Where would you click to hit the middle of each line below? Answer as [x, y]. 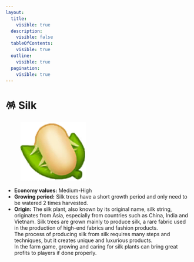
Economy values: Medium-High [53, 190]
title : [19, 19]
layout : [15, 12]
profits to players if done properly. [55, 253]
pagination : [26, 68]
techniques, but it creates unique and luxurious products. [83, 240]
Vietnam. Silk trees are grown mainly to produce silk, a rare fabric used [100, 222]
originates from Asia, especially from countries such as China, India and [101, 216]
